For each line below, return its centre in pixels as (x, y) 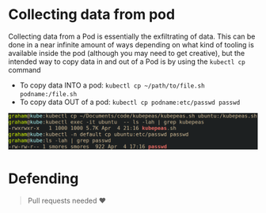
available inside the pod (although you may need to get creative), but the (127, 53)
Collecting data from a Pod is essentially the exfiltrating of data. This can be (132, 36)
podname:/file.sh (48, 94)
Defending (44, 179)
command (25, 69)
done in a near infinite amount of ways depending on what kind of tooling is (131, 44)
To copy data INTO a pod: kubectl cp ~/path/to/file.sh (112, 85)
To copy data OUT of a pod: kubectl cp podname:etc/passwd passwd (130, 102)
